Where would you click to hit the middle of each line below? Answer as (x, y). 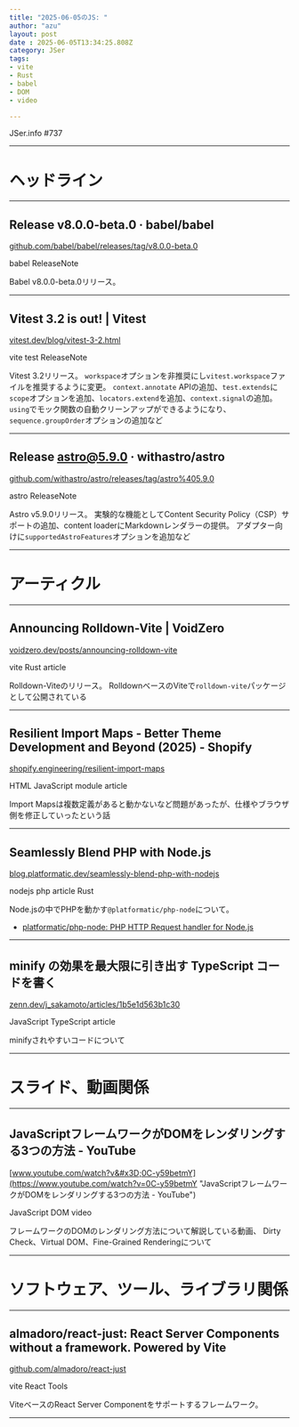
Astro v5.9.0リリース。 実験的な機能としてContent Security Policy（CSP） (145, 514)
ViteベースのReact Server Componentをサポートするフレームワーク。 (136, 1405)
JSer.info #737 (36, 134)
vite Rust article (38, 667)
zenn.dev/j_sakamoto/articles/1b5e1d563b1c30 (95, 1004)
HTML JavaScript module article (69, 786)
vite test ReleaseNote (48, 357)
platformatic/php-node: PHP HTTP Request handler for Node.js (137, 928)
